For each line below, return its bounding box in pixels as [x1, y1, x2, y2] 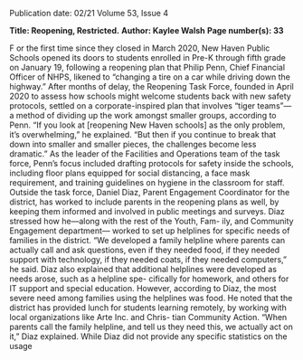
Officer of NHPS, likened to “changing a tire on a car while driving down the [9, 71, 291, 82]
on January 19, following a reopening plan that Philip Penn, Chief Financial [9, 62, 286, 72]
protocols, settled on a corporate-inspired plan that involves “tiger [9, 100, 256, 111]
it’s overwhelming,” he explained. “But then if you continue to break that [9, 129, 277, 139]
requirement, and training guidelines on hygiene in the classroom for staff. [9, 177, 285, 188]
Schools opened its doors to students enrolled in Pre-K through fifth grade [9, 52, 287, 62]
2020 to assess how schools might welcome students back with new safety [9, 90, 291, 101]
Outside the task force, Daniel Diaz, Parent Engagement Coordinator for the [9, 187, 290, 197]
